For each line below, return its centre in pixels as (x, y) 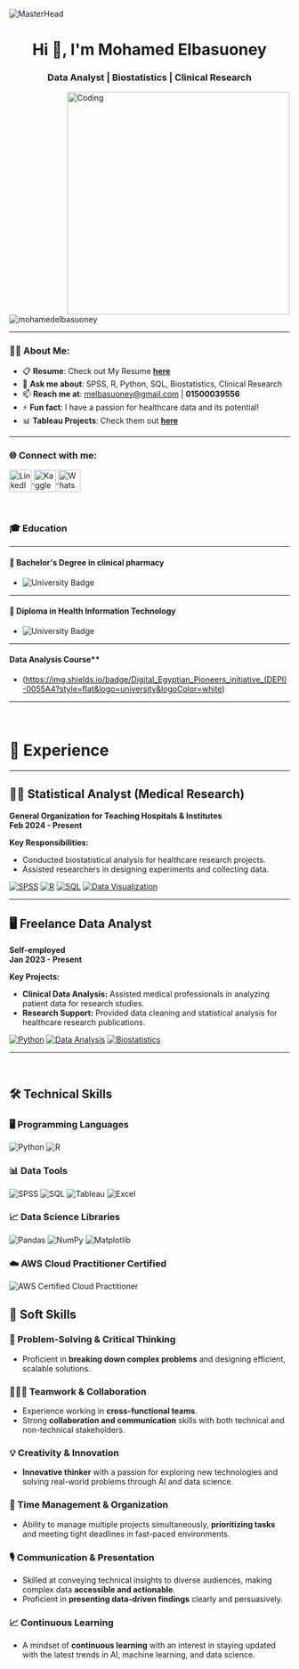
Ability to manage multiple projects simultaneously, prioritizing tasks (149, 1524)
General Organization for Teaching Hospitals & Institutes (116, 816)
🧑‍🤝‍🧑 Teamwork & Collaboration (78, 1391)
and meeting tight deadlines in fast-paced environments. (126, 1534)
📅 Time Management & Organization (89, 1505)
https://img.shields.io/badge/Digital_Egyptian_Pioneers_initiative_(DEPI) (156, 679)
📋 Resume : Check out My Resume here (96, 370)
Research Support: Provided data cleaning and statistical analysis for (149, 1013)
